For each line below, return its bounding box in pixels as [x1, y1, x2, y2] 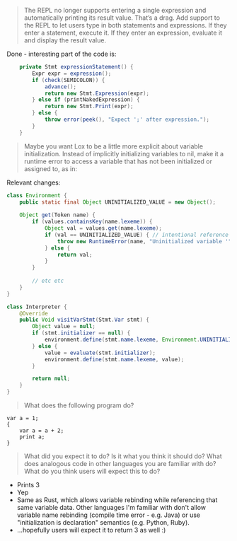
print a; [19, 434, 45, 441]
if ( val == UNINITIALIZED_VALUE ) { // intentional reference [44, 231, 229, 238]
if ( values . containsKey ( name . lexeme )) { [32, 219, 153, 226]
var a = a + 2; [19, 427, 64, 434]
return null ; [32, 375, 71, 383]
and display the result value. [23, 36, 107, 45]
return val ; [57, 251, 93, 258]
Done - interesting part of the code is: [6, 50, 117, 58]
